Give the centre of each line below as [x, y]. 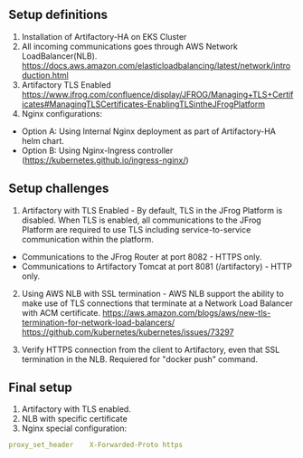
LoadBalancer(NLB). [59, 56]
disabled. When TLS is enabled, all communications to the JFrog [141, 220]
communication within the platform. [88, 239]
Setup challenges [59, 189]
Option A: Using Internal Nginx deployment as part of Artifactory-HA [149, 131]
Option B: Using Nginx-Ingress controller [97, 150]
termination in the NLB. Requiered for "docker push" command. [140, 359]
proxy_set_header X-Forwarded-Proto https [95, 445]
